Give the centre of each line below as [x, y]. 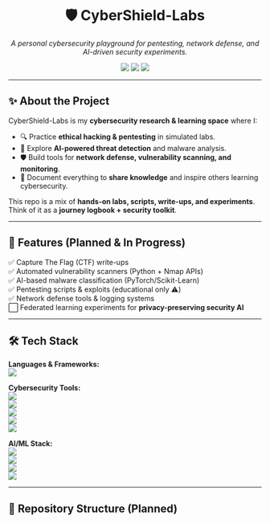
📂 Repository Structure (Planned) [93, 508]
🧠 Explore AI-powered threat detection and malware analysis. [123, 148]
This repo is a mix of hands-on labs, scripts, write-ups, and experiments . [132, 201]
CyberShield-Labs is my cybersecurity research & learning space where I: [133, 121]
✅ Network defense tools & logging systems [82, 298]
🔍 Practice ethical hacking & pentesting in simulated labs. [117, 137]
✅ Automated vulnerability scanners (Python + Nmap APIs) [106, 271]
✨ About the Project [59, 101]
